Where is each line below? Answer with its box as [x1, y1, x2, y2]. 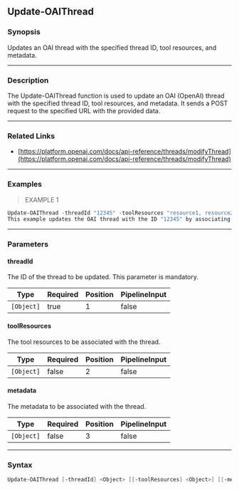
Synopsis [7, 27, 41, 37]
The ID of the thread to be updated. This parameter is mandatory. [7, 273, 199, 281]
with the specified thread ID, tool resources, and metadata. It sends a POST [7, 99, 228, 108]
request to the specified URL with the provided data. [7, 106, 161, 115]
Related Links [7, 131, 55, 141]
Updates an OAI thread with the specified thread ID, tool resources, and [7, 43, 217, 52]
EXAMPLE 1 [24, 195, 59, 204]
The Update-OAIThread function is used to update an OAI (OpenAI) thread [7, 91, 225, 100]
